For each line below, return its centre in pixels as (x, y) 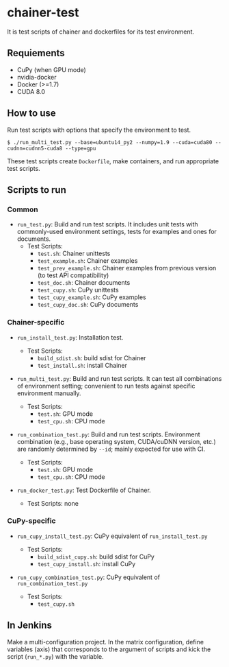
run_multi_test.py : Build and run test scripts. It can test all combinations (119, 378)
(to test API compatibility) (73, 275)
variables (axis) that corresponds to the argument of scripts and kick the (109, 649)
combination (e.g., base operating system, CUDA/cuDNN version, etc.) (117, 441)
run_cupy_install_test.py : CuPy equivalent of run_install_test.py (112, 536)
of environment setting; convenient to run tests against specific (106, 386)
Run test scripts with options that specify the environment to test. (99, 130)
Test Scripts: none (53, 503)
